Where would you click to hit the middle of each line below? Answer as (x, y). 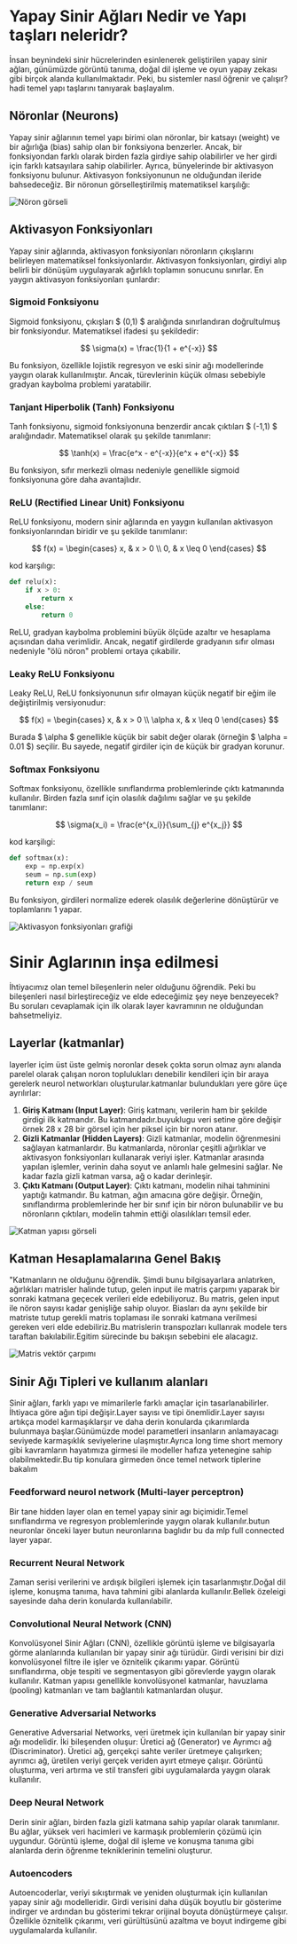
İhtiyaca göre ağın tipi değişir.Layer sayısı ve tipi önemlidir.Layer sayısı (137, 1413)
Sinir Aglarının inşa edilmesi (114, 962)
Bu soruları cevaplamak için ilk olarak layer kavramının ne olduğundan (137, 1005)
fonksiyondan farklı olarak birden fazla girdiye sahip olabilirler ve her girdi (143, 156)
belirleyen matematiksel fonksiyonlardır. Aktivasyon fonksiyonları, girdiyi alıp (148, 260)
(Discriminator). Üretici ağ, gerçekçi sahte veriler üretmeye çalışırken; (136, 1751)
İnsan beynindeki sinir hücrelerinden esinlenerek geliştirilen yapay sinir (138, 59)
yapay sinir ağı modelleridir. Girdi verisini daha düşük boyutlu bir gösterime (145, 1902)
